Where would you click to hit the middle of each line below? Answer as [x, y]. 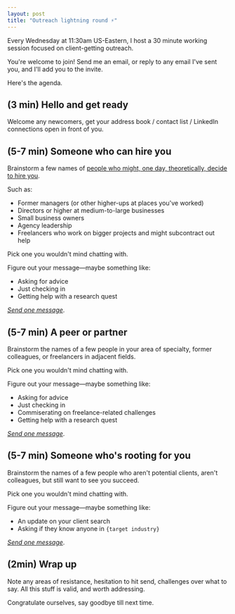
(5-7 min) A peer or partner [67, 332]
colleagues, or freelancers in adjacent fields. [72, 356]
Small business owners [51, 218]
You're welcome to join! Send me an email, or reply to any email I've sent [112, 61]
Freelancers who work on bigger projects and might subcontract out [116, 233]
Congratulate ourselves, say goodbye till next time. [81, 602]
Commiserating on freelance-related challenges [87, 412]
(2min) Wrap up [42, 564]
